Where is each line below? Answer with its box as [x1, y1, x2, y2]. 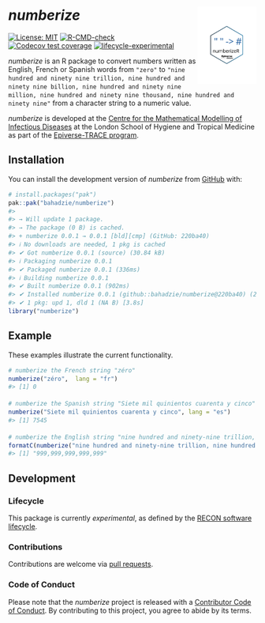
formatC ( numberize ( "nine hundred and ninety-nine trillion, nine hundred [8, 441, 256, 449]
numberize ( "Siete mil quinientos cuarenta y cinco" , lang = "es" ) [8, 408, 231, 417]
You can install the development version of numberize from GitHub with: [8, 174, 243, 183]
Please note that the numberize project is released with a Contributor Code [8, 597, 252, 606]
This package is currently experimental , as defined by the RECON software [8, 513, 252, 523]
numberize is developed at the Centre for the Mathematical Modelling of [8, 113, 243, 123]
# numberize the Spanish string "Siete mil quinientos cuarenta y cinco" [8, 400, 256, 408]
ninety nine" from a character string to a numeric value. [8, 98, 192, 108]
